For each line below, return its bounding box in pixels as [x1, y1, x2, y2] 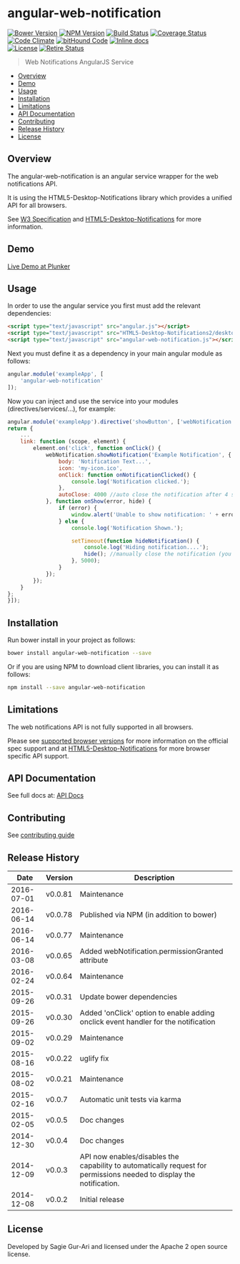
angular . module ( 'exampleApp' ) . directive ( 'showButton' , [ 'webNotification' [7, 418, 235, 426]
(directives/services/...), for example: [7, 404, 116, 413]
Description [134, 873, 175, 883]
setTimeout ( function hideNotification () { [71, 537, 200, 544]
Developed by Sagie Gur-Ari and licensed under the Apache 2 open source [7, 1242, 228, 1250]
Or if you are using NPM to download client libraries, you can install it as [7, 662, 219, 671]
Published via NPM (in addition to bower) [79, 910, 218, 920]
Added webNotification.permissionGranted [79, 946, 224, 956]
